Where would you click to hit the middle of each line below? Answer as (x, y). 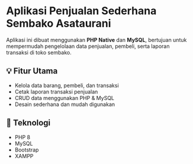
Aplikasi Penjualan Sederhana (81, 11)
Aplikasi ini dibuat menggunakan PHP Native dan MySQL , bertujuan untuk (96, 40)
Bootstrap (27, 150)
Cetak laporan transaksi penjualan (56, 91)
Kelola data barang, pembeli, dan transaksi (67, 85)
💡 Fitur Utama (32, 71)
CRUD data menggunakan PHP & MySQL (64, 98)
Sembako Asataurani (59, 23)
